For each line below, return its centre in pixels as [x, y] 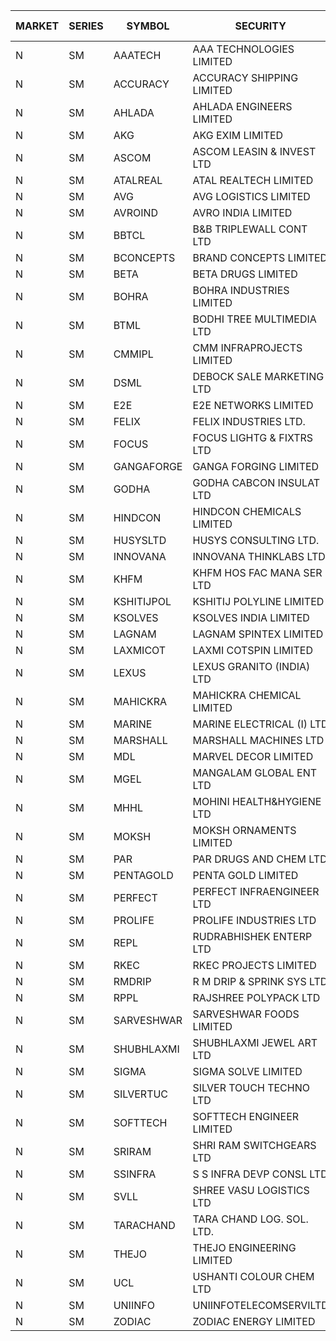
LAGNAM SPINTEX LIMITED [258, 634]
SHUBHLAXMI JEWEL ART [255, 1042]
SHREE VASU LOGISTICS [251, 1190]
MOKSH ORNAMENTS [244, 830]
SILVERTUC [141, 1094]
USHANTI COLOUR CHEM [253, 1276]
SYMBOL [148, 26]
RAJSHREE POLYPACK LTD [256, 997]
